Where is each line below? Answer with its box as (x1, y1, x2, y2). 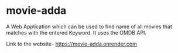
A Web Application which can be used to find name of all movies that (6, 23, 173, 30)
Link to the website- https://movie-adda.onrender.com (6, 40, 138, 47)
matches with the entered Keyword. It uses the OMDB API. (6, 29, 147, 36)
